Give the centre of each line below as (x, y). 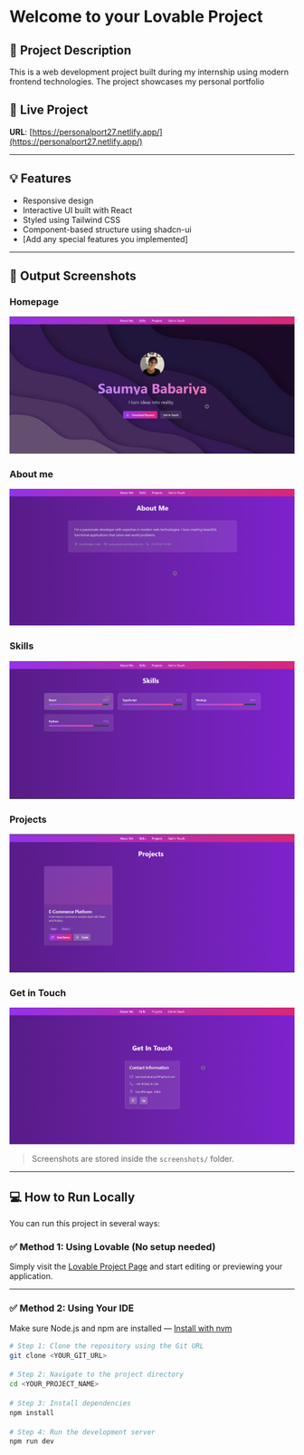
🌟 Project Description (71, 50)
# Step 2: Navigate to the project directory (96, 1375)
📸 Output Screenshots (73, 276)
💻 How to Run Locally (72, 1197)
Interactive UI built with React (77, 210)
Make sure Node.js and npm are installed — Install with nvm (121, 1328)
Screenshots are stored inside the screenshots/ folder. (133, 1159)
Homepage (34, 301)
